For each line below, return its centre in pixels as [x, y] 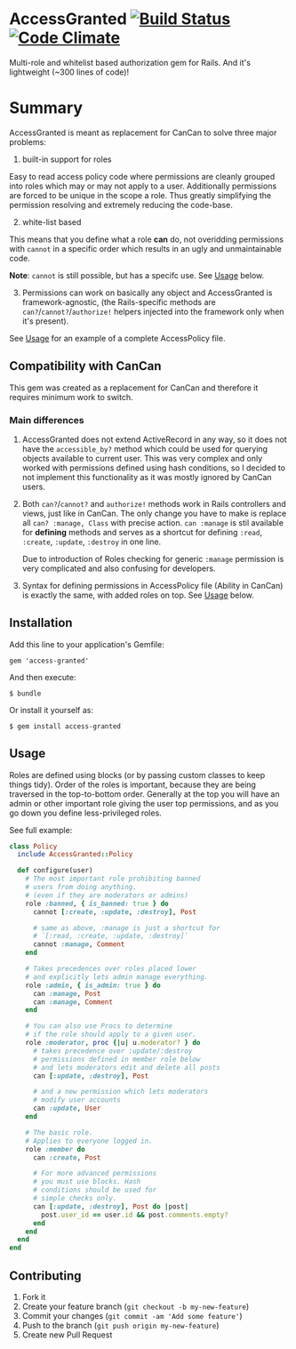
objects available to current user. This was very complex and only [142, 458]
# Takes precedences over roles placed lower [111, 969]
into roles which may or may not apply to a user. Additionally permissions [143, 186]
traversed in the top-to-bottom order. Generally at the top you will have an [144, 794]
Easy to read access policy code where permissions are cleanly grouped [142, 176]
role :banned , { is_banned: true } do [97, 903]
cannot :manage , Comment [79, 944]
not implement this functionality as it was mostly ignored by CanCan [147, 477]
